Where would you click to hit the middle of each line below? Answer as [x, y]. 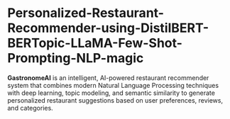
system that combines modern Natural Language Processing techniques [113, 85]
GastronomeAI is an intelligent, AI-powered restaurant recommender [108, 78]
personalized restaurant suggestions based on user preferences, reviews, [115, 100]
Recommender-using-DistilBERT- [108, 28]
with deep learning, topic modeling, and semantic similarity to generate [111, 93]
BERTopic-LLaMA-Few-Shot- [95, 43]
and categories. [30, 108]
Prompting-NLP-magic [76, 58]
